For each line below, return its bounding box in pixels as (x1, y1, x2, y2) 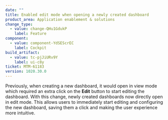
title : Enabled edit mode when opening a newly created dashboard (5, 12, 149, 17)
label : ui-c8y (14, 59, 44, 65)
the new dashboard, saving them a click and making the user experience (5, 105, 158, 110)
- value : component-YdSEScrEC (10, 41, 74, 46)
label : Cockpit (14, 45, 47, 50)
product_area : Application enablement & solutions (5, 17, 115, 22)
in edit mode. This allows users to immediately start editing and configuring (5, 99, 163, 105)
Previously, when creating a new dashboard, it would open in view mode (5, 83, 157, 89)
